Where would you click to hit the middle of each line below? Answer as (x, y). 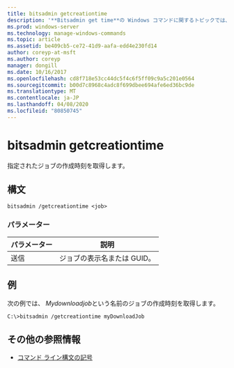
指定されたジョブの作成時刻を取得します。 (68, 165)
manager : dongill (32, 66)
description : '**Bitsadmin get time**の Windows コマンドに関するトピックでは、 (119, 20)
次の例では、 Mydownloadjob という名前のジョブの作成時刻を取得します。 (113, 303)
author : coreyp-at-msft (42, 53)
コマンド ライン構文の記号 (55, 358)
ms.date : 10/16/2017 (37, 72)
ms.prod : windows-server (43, 26)
